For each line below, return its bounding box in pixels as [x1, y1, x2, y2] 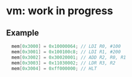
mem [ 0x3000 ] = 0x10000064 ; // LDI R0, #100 [11, 43, 121, 49]
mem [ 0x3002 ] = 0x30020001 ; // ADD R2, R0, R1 [11, 54, 127, 60]
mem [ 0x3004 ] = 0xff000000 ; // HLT [11, 65, 97, 72]
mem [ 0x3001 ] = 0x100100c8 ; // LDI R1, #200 [11, 49, 121, 54]
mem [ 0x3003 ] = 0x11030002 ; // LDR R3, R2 [11, 60, 116, 66]
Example [6, 28, 39, 38]
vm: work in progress [6, 4, 114, 18]
